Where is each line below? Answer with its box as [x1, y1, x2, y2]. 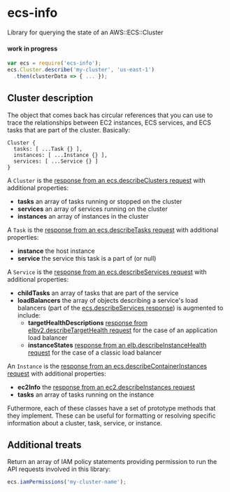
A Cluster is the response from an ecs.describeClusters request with [7, 176, 206, 184]
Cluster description [7, 93, 94, 104]
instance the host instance [17, 247, 96, 255]
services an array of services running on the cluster [17, 205, 168, 213]
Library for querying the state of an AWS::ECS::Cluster [7, 28, 164, 36]
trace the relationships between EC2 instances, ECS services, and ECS [7, 118, 212, 127]
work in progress [7, 44, 58, 53]
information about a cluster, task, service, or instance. [7, 418, 163, 427]
